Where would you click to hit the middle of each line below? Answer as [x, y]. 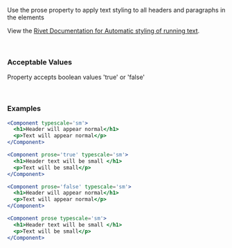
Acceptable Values [40, 62]
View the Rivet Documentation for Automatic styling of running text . [104, 31]
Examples [24, 109]
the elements [26, 17]
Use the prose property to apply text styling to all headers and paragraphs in [116, 10]
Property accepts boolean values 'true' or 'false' [76, 77]
